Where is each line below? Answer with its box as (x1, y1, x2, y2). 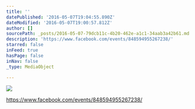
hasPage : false (6, 53, 44, 59)
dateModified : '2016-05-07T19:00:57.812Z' (6, 20, 113, 25)
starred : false (6, 42, 44, 48)
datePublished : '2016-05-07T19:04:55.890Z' (6, 14, 116, 20)
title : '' (6, 8, 31, 15)
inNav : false (6, 58, 39, 64)
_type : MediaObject (6, 63, 55, 70)
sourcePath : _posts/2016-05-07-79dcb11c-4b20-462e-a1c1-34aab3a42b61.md (6, 31, 190, 37)
